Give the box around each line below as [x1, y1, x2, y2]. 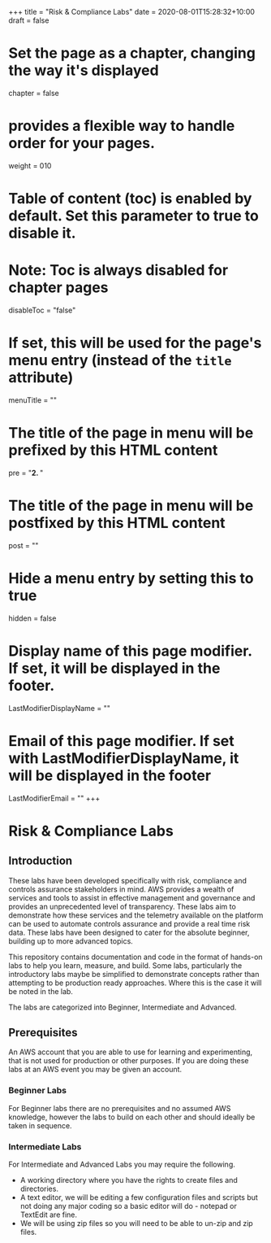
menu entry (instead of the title [8, 351, 232, 369]
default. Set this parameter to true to [8, 207, 260, 225]
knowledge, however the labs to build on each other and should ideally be [8, 1112, 256, 1122]
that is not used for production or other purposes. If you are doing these [8, 1056, 249, 1066]
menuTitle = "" [8, 395, 58, 405]
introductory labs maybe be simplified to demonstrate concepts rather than [8, 969, 260, 979]
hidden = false [8, 613, 57, 623]
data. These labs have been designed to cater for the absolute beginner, [8, 927, 250, 937]
